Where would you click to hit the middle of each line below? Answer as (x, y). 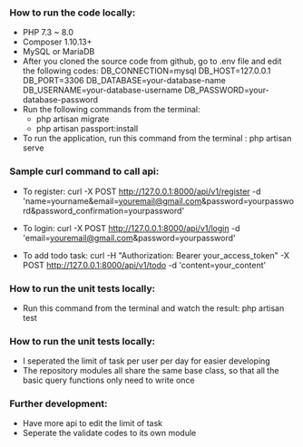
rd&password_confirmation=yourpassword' (103, 210)
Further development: (59, 403)
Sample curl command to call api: (84, 171)
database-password (60, 100)
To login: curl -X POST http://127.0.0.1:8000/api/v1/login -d (131, 228)
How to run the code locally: (73, 13)
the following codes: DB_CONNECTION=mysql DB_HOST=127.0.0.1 (147, 71)
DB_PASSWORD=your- (227, 90)
